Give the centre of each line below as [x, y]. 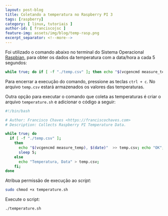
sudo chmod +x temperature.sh [37, 190]
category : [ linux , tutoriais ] [39, 24]
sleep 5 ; [27, 152]
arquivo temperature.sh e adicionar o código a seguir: [60, 102]
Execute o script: [22, 199]
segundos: [16, 63]
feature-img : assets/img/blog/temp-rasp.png [52, 33]
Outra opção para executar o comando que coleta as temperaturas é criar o [83, 96]
